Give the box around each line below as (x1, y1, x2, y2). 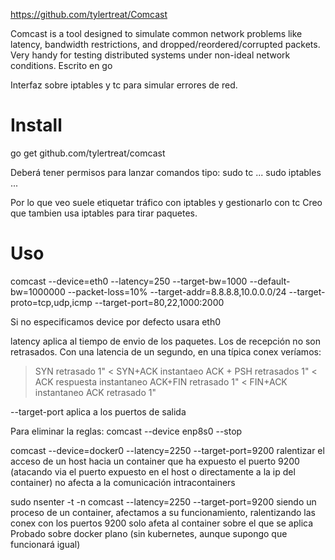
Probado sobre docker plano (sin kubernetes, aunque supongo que (10, 527, 288, 539)
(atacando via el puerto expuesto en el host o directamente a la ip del (10, 465, 296, 478)
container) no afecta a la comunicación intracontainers (10, 476, 236, 488)
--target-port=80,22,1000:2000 (94, 296, 225, 308)
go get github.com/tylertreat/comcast (10, 147, 166, 159)
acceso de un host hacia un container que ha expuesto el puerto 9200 (10, 455, 300, 467)
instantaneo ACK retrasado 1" (34, 386, 157, 398)
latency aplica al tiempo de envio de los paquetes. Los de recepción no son (10, 335, 322, 347)
